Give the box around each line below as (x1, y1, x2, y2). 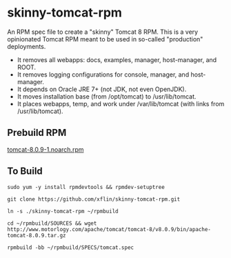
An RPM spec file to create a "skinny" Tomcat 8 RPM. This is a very (7, 28, 199, 36)
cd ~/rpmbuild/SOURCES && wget (7, 219, 97, 227)
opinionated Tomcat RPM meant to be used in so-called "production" (7, 34, 203, 43)
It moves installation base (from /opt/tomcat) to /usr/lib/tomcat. (17, 92, 197, 101)
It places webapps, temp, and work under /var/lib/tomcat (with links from (17, 99, 225, 108)
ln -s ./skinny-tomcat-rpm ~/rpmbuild (7, 208, 119, 215)
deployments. (7, 42, 46, 50)
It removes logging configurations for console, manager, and (17, 70, 190, 79)
